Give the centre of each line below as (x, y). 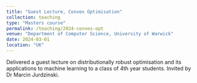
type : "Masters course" (36, 23)
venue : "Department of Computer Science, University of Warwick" (90, 34)
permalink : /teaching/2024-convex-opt (55, 28)
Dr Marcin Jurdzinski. (33, 75)
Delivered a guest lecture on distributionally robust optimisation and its (94, 62)
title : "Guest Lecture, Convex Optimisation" (64, 12)
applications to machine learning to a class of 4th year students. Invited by (99, 68)
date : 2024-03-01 (28, 39)
